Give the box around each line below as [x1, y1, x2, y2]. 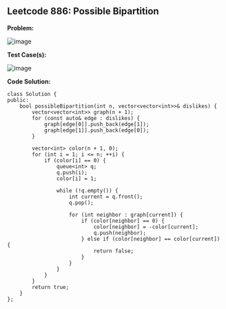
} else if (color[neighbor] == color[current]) [81, 235, 220, 242]
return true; [32, 283, 70, 290]
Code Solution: [7, 77, 51, 86]
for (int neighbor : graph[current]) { [68, 211, 184, 218]
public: [7, 97, 30, 103]
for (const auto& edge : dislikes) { [32, 114, 140, 121]
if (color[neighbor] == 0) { [81, 217, 165, 224]
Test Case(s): [7, 50, 47, 59]
